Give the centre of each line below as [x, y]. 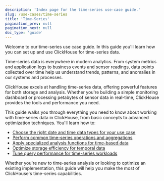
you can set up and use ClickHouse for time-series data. [63, 52]
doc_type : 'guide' [24, 33]
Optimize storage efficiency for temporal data [59, 148]
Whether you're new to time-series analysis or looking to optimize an [76, 163]
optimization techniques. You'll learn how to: [50, 123]
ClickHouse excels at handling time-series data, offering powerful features [81, 87]
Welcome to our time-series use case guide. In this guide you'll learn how [80, 47]
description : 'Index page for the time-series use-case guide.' [73, 10]
